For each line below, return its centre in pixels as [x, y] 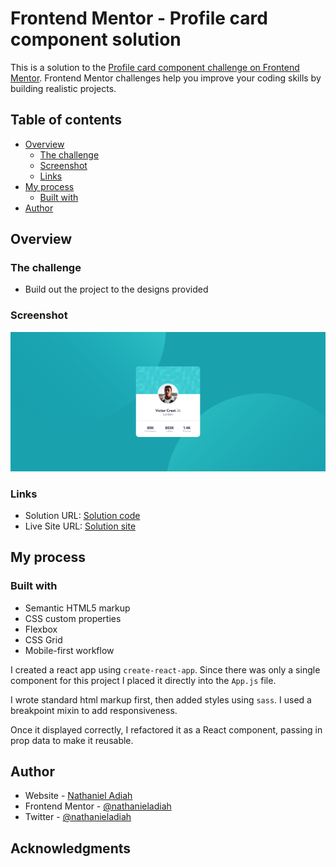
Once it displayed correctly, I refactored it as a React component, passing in [166, 729]
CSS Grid [43, 639]
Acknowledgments [71, 848]
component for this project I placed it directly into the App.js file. [143, 680]
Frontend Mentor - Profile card [139, 18]
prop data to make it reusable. [72, 740]
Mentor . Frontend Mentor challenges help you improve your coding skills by [166, 78]
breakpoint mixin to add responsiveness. [94, 710]
